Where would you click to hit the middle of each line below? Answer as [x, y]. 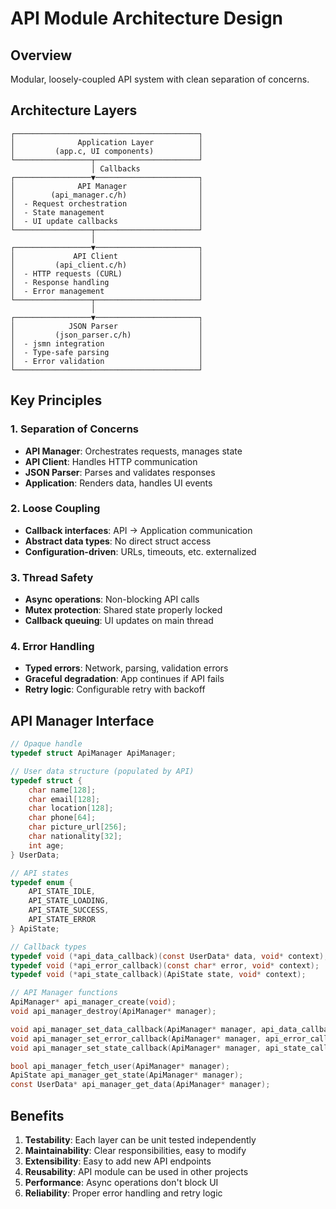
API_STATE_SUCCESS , [69, 910]
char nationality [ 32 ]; [75, 837]
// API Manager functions [64, 993]
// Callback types [48, 947]
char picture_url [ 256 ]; [78, 827]
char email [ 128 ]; [64, 799]
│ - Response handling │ [106, 282]
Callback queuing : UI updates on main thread [119, 621]
